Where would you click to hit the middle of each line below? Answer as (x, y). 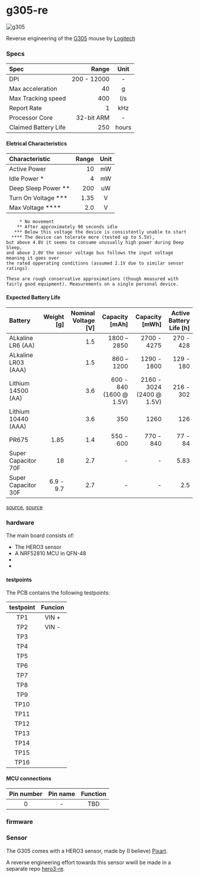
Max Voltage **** (35, 207)
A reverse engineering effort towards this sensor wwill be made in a (89, 862)
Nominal (83, 313)
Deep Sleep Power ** (39, 188)
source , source (25, 507)
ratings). (18, 269)
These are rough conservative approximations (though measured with (92, 279)
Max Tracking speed (38, 99)
